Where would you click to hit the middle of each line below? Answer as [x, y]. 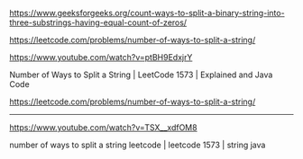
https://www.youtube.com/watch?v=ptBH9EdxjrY [101, 57]
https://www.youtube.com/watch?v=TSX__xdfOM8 [103, 128]
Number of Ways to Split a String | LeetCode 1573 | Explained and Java [141, 75]
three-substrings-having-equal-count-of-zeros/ [98, 22]
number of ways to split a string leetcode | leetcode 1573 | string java [138, 145]
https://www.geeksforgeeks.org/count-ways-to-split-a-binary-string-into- [147, 13]
